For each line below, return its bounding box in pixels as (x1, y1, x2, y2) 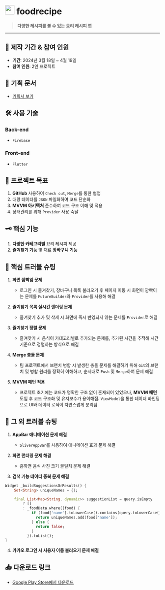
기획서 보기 (12, 93, 34, 99)
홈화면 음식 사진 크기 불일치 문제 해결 (19, 463, 91, 469)
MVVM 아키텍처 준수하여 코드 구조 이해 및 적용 (12, 202, 103, 209)
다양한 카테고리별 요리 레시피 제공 (12, 241, 77, 247)
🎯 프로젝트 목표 (5, 176, 48, 185)
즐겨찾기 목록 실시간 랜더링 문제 (12, 303, 72, 310)
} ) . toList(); (27, 533, 54, 538)
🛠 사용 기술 (5, 109, 38, 117)
